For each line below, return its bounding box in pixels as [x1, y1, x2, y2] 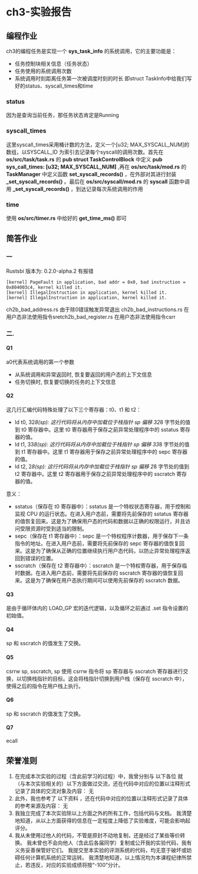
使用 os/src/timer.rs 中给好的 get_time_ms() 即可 [6, 214, 127, 222]
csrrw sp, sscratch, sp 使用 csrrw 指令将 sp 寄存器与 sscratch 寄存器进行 [6, 668, 184, 675]
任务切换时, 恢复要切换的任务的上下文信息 [14, 378, 116, 385]
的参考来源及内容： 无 [14, 802, 68, 809]
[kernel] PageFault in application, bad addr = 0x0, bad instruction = [6, 279, 186, 285]
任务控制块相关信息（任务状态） [14, 60, 93, 67]
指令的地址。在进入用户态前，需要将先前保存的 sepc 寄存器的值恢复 [14, 539, 180, 547]
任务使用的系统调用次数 [14, 67, 72, 75]
